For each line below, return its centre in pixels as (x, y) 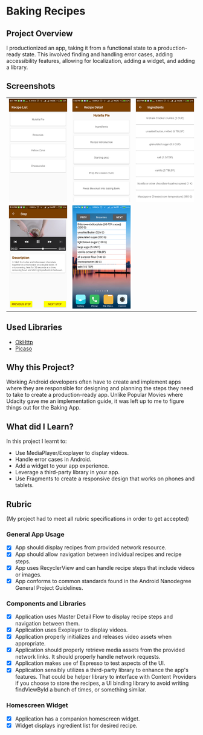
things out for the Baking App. (43, 408)
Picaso (23, 348)
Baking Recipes (46, 11)
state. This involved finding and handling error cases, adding (98, 54)
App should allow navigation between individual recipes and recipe (98, 554)
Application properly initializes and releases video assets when (93, 637)
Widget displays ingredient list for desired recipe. (76, 725)
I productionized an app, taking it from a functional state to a (82, 48)
